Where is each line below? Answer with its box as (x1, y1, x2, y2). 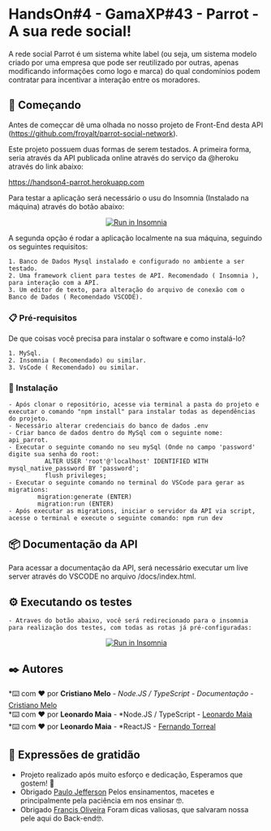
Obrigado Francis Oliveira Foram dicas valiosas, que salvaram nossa (19, 804, 249, 814)
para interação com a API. (8, 278, 100, 286)
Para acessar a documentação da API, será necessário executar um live (8, 563, 249, 573)
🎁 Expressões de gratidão (8, 748, 140, 762)
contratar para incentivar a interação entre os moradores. (8, 75, 200, 84)
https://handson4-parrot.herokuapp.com (8, 177, 144, 187)
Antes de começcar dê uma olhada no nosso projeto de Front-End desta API (8, 119, 264, 130)
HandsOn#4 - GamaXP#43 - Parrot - (8, 5, 260, 24)
